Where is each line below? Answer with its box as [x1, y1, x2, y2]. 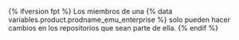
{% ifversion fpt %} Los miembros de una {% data [8, 7, 173, 16]
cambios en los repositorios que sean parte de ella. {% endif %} [8, 24, 219, 32]
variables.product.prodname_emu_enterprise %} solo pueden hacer [8, 15, 231, 24]
